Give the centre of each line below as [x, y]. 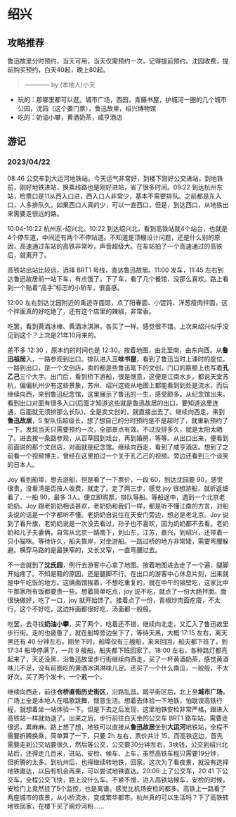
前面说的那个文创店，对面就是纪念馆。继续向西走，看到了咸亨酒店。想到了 [115, 447]
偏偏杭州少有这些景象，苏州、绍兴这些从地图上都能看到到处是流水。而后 [124, 385]
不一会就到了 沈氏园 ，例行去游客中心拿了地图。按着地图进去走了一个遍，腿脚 [118, 565]
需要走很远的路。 [38, 213]
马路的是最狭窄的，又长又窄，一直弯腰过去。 [96, 549]
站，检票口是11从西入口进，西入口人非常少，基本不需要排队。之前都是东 [111, 196]
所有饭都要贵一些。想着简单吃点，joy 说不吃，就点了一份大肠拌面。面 [126, 591]
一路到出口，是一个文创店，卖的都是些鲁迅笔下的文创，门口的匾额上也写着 [115, 368]
